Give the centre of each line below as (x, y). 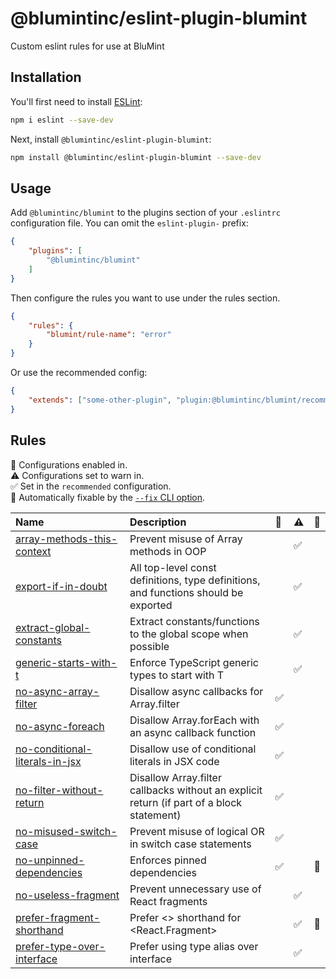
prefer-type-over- (60, 946)
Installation (46, 77)
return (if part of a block (186, 802)
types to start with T (177, 675)
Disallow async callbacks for (196, 691)
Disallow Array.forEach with (194, 720)
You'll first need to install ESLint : (76, 101)
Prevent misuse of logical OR (197, 831)
